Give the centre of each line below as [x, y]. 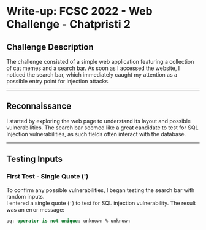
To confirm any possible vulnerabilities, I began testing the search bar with [101, 190]
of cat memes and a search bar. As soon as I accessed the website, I [93, 68]
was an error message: [35, 209]
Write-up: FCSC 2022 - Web [79, 11]
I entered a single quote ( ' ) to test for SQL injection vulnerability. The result [101, 203]
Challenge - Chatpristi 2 [68, 24]
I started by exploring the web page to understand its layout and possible [99, 121]
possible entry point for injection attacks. [58, 81]
